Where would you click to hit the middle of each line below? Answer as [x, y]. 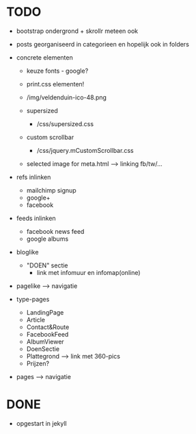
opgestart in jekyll [41, 423]
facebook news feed [55, 231]
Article [36, 320]
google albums [47, 239]
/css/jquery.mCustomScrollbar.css [85, 150]
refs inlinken [33, 177]
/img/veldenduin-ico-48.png [67, 97]
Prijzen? [38, 363]
